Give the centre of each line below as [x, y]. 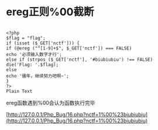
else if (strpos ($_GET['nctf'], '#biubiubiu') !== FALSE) [80, 59]
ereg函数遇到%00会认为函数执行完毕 [51, 103]
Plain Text [19, 91]
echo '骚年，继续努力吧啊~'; [37, 76]
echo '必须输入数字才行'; [34, 54]
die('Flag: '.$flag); [32, 65]
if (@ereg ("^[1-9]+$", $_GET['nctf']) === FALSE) [69, 48]
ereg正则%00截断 [50, 12]
